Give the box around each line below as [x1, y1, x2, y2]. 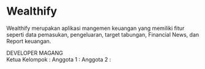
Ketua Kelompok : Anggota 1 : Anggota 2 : [6, 56, 111, 63]
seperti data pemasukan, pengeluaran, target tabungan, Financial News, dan [6, 31, 199, 38]
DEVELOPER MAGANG [6, 49, 63, 56]
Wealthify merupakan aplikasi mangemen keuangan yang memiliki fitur [6, 24, 185, 32]
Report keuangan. [6, 37, 51, 45]
